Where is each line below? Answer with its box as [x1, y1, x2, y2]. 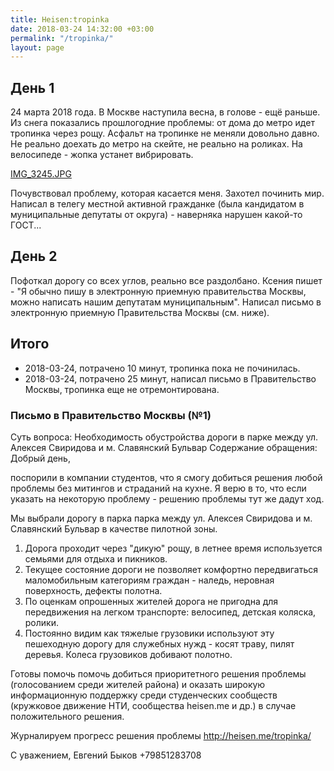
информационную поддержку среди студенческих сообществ [10, 689, 278, 701]
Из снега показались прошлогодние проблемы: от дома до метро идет [10, 117, 315, 129]
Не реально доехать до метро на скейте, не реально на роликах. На [10, 138, 303, 150]
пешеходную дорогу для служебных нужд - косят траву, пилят [24, 637, 295, 650]
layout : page [10, 42, 65, 53]
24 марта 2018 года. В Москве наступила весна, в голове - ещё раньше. [10, 106, 321, 118]
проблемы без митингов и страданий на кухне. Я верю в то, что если [10, 482, 307, 494]
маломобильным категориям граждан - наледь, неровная [24, 574, 275, 586]
